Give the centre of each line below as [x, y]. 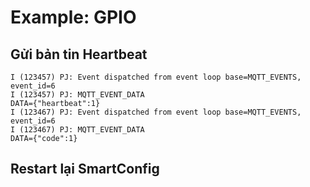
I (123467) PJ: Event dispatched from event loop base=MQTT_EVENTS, [156, 112]
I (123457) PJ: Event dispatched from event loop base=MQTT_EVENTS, [156, 77]
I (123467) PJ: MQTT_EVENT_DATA [77, 130]
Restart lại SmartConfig [85, 169]
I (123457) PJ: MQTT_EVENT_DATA [77, 95]
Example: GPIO [73, 17]
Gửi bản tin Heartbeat [79, 54]
